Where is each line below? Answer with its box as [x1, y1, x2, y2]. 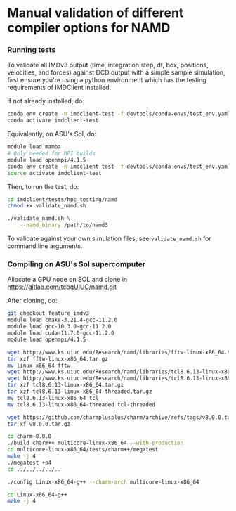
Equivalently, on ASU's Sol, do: [7, 130, 97, 138]
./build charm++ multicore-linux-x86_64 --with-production [7, 439, 184, 447]
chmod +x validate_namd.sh [7, 202, 86, 209]
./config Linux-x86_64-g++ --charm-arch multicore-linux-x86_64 [7, 478, 199, 486]
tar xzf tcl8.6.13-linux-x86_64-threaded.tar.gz [7, 388, 152, 395]
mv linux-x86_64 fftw [7, 362, 71, 369]
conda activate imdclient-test [7, 117, 99, 124]
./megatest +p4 [7, 459, 52, 466]
